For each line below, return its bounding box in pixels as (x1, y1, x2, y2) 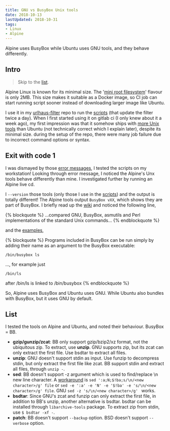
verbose (12, 421, 29, 426)
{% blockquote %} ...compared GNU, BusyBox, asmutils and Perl (5, 212, 141, 218)
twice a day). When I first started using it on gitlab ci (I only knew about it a (5, 115, 162, 121)
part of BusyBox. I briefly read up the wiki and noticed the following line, (5, 202, 156, 208)
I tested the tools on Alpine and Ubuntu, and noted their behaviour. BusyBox (5, 323, 164, 329)
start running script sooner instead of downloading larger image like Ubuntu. (5, 99, 165, 106)
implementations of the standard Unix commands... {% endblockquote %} (5, 217, 160, 223)
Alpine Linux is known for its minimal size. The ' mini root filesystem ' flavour (5, 89, 162, 95)
